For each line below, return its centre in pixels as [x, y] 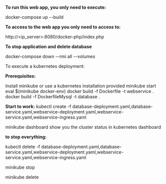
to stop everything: [26, 137]
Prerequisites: [21, 76]
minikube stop [20, 167]
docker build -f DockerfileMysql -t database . [53, 97]
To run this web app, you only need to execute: [56, 7]
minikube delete [22, 177]
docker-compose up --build [34, 17]
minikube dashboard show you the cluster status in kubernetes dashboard [83, 127]
